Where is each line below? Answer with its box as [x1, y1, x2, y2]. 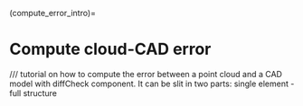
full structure [9, 87, 57, 98]
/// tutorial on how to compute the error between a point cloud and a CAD [9, 68, 283, 79]
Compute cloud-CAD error [9, 40, 212, 59]
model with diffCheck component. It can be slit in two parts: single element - [9, 78, 295, 89]
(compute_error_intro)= [9, 8, 97, 18]
